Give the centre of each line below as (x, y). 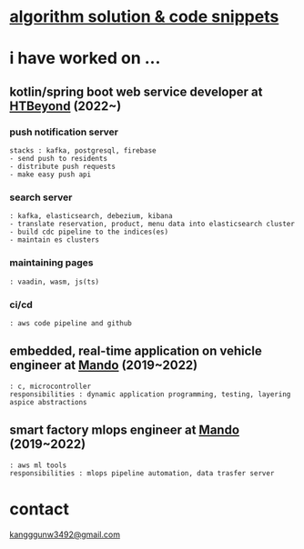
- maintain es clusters (55, 240)
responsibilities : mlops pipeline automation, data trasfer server (142, 473)
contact (40, 509)
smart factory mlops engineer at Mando (124, 430)
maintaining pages (51, 263)
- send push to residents (58, 159)
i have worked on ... (85, 59)
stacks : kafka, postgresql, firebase (83, 151)
